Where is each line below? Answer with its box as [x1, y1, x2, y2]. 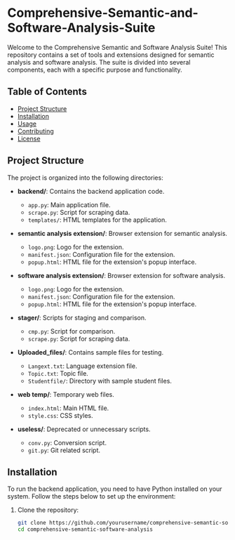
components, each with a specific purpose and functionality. [7, 65, 182, 74]
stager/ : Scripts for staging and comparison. [17, 313, 147, 322]
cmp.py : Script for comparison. [27, 327, 116, 335]
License [17, 134, 41, 143]
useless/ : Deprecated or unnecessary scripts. [17, 425, 151, 433]
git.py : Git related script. [27, 446, 100, 454]
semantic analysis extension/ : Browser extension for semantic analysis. [17, 229, 228, 237]
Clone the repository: [17, 506, 79, 514]
